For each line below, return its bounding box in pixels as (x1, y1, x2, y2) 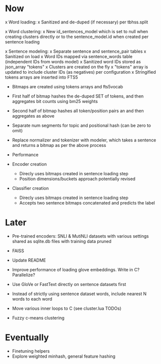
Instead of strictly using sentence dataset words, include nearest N (12, 291, 147, 297)
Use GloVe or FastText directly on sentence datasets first (12, 281, 126, 287)
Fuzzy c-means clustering (12, 315, 65, 321)
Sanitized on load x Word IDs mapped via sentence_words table (5, 53, 133, 59)
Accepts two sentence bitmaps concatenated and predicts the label (19, 200, 155, 205)
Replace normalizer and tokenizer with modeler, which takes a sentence (12, 137, 157, 143)
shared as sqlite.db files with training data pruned (12, 238, 112, 244)
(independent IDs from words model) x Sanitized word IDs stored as (5, 59, 141, 64)
